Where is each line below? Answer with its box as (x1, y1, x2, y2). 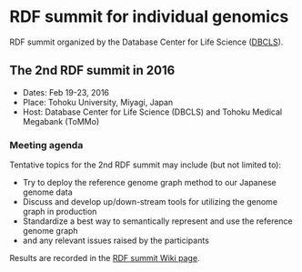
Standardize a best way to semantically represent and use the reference (22, 216, 293, 227)
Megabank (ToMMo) (22, 116, 100, 126)
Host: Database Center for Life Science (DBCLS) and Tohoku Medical (22, 106, 283, 117)
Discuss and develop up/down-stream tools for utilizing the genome (22, 196, 278, 207)
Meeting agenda (9, 138, 84, 151)
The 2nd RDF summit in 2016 (9, 63, 176, 78)
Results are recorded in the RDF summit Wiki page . (9, 253, 200, 264)
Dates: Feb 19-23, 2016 (22, 86, 110, 97)
